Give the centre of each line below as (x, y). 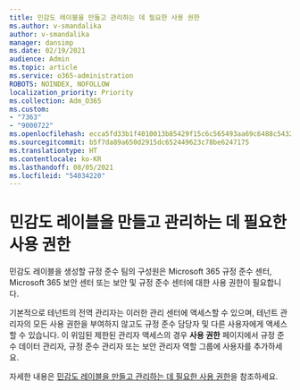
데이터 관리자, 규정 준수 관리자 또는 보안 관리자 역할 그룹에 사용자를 (135, 346)
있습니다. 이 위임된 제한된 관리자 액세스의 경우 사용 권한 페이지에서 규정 (151, 335)
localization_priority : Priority (71, 92)
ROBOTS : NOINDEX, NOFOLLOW (59, 84)
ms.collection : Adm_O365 (55, 101)
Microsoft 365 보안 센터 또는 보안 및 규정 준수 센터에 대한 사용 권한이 (130, 283)
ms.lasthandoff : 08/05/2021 (62, 167)
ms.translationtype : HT (54, 150)
